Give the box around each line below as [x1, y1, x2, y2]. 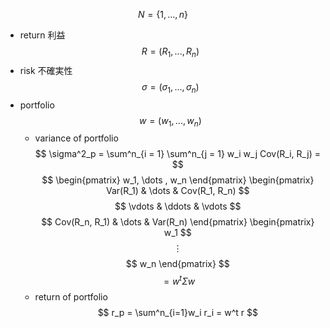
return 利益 [19, 29, 66, 41]
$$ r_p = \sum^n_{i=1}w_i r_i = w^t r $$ [97, 307, 258, 319]
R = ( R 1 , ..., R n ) [141, 45, 200, 59]
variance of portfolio [34, 132, 119, 144]
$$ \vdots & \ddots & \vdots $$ [114, 200, 242, 213]
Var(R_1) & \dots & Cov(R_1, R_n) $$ [106, 185, 250, 197]
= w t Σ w [163, 274, 196, 288]
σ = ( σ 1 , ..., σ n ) [141, 80, 200, 95]
